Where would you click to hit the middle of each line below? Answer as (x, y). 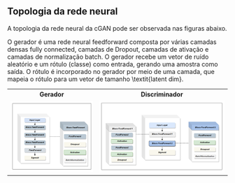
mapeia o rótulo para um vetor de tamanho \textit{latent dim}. (95, 79)
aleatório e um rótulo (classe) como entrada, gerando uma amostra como (113, 64)
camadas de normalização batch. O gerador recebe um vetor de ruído (108, 57)
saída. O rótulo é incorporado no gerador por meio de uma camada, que (111, 71)
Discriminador (162, 94)
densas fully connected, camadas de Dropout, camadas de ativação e (108, 49)
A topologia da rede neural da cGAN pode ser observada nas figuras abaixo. (117, 28)
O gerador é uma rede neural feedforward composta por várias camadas (112, 42)
